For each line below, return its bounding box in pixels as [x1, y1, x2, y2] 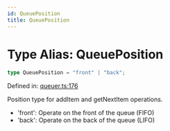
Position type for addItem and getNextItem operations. [7, 95, 163, 104]
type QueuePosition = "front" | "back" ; [7, 69, 126, 76]
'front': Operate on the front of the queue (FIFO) [17, 109, 155, 117]
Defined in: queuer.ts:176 [7, 82, 78, 90]
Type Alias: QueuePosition [7, 46, 164, 62]
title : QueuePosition [7, 17, 70, 24]
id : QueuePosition [7, 10, 60, 17]
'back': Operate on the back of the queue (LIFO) [17, 116, 155, 125]
